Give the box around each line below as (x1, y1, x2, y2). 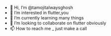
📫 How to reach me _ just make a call (9, 26, 87, 31)
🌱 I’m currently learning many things (9, 15, 84, 20)
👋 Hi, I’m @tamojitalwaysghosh (9, 5, 73, 10)
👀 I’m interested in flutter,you (9, 10, 69, 16)
